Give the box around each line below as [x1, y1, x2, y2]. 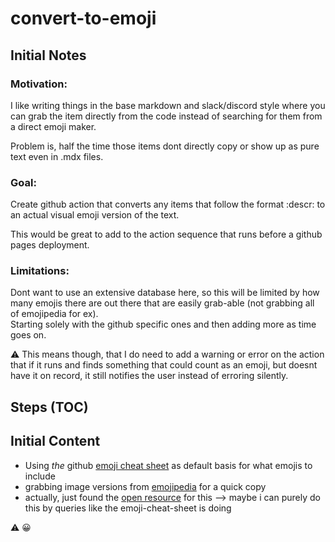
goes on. [10, 329, 47, 341]
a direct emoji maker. [10, 120, 97, 132]
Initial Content [10, 433, 101, 450]
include [24, 470, 56, 482]
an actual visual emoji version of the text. [10, 209, 180, 221]
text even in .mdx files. [10, 150, 104, 162]
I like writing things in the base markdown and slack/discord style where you [10, 99, 326, 111]
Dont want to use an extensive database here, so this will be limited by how [10, 287, 320, 299]
